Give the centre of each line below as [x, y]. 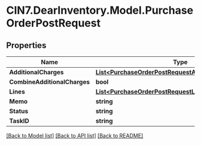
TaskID [19, 121]
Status [19, 111]
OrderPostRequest [53, 23]
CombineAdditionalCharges [50, 82]
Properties [26, 45]
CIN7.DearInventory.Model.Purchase [100, 10]
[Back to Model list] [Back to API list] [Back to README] [75, 136]
